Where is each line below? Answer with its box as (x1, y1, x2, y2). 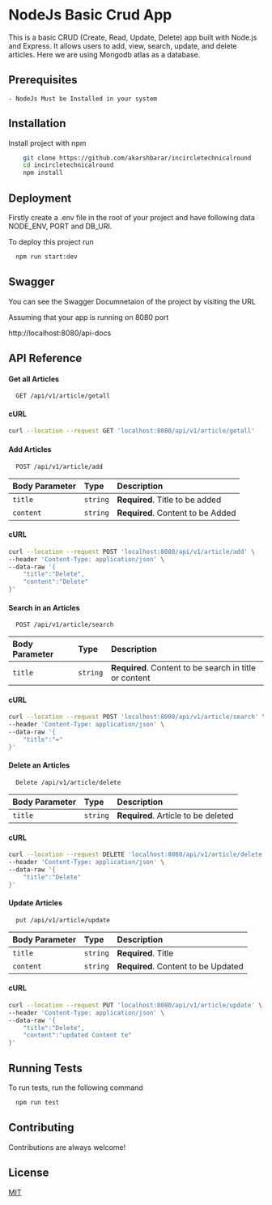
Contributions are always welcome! (8, 1142, 126, 1152)
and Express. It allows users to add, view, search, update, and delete (8, 40, 237, 50)
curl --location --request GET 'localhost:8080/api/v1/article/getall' (8, 427, 255, 435)
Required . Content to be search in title (110, 662, 257, 674)
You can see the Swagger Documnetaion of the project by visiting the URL (8, 296, 257, 306)
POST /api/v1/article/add (15, 462, 104, 471)
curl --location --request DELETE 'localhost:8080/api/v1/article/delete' (8, 850, 266, 859)
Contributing (8, 1121, 74, 1135)
